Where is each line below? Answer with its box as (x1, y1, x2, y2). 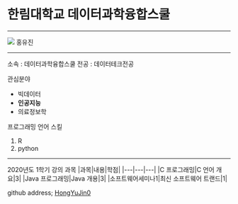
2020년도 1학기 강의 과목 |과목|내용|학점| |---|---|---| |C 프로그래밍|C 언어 (7, 165, 215, 174)
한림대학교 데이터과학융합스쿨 (7, 6, 171, 23)
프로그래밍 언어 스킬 (7, 122, 62, 131)
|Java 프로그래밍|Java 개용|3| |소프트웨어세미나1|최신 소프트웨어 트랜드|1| (22, 174, 228, 183)
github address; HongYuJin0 (7, 188, 91, 197)
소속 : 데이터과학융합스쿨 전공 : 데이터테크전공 (7, 59, 135, 68)
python (17, 144, 39, 152)
